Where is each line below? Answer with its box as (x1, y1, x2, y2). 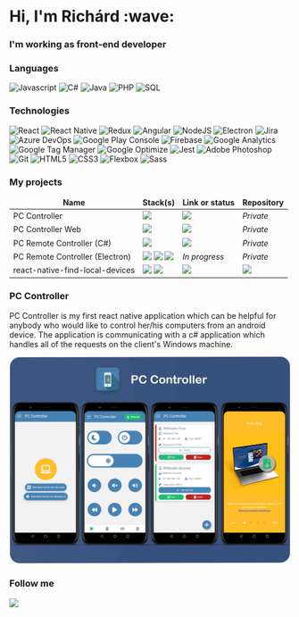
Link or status (182, 196, 235, 207)
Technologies (9, 104, 70, 117)
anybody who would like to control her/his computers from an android (9, 320, 266, 330)
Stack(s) (142, 196, 176, 207)
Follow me (9, 578, 55, 590)
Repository (242, 196, 284, 207)
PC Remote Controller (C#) (12, 238, 112, 248)
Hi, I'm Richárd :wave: (9, 6, 175, 27)
